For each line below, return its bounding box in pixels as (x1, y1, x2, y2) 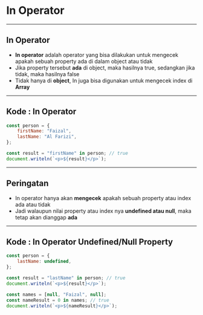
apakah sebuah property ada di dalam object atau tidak (14, 57, 153, 65)
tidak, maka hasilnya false (14, 70, 80, 77)
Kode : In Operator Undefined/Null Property (6, 237, 173, 247)
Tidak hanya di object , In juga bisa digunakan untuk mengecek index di (14, 77, 193, 84)
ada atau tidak (14, 201, 51, 208)
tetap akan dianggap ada (14, 213, 77, 221)
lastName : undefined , (17, 258, 71, 265)
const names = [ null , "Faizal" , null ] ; (6, 291, 107, 297)
